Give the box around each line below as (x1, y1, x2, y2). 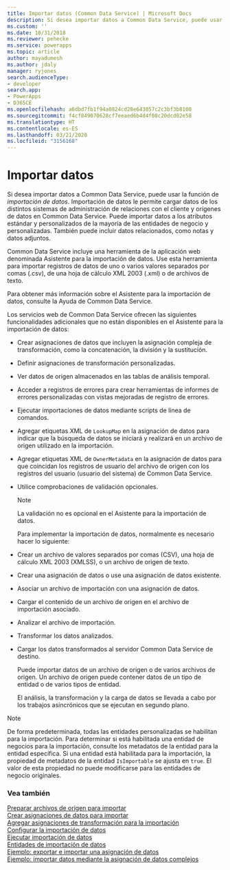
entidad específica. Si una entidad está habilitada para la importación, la (7, 750, 211, 758)
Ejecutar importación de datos (7, 833, 93, 842)
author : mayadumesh (7, 55, 63, 62)
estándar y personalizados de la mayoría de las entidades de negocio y (7, 219, 209, 227)
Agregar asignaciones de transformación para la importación (7, 818, 180, 827)
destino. (16, 652, 41, 660)
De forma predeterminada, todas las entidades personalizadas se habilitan (7, 728, 218, 736)
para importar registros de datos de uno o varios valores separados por (7, 262, 209, 270)
